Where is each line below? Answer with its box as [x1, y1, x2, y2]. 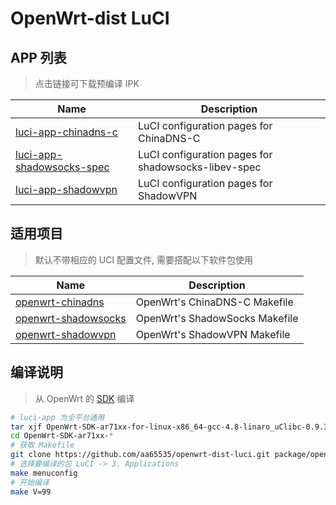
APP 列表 [10, 49, 67, 66]
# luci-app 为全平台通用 [10, 412, 105, 422]
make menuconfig [10, 468, 78, 478]
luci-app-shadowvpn [15, 183, 118, 196]
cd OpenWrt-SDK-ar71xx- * [10, 431, 114, 441]
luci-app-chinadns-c [15, 125, 118, 139]
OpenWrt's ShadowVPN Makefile [135, 327, 291, 341]
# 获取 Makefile [10, 440, 75, 451]
